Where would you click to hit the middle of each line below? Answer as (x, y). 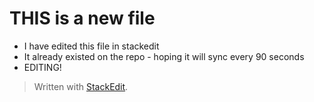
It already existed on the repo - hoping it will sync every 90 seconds (164, 56)
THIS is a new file (82, 18)
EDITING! (42, 67)
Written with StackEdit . (81, 86)
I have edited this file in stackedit (91, 46)
